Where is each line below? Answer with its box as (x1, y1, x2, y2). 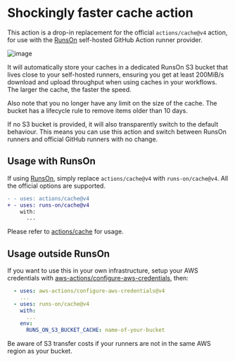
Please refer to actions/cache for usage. (7, 227, 125, 236)
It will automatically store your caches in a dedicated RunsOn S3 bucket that (7, 63, 229, 71)
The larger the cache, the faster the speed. (7, 85, 132, 93)
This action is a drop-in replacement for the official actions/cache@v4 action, (7, 28, 228, 37)
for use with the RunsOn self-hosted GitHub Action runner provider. (7, 35, 203, 44)
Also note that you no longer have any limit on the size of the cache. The (7, 98, 217, 107)
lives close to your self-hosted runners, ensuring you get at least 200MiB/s (7, 70, 224, 79)
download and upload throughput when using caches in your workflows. (7, 77, 217, 86)
